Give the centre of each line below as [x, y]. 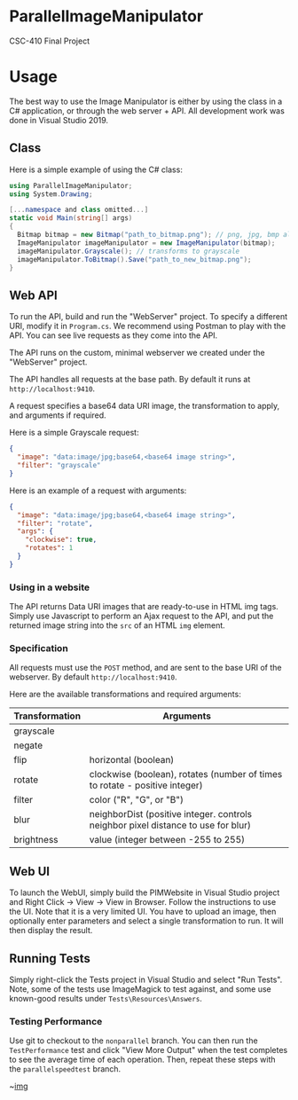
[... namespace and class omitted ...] [79, 210]
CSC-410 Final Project [50, 41]
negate [28, 745]
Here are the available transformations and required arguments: [125, 695]
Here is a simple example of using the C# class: [96, 169]
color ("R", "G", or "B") [137, 800]
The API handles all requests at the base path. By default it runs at [130, 380]
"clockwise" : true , [61, 540]
